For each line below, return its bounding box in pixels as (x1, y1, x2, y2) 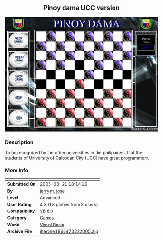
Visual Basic (39, 222, 65, 227)
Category (7, 215, 27, 221)
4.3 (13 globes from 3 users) (39, 201, 98, 207)
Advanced (39, 195, 61, 200)
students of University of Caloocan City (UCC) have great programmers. (5, 155, 149, 161)
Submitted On (7, 181, 36, 187)
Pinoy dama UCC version (43, 4, 120, 12)
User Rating (7, 201, 32, 207)
